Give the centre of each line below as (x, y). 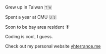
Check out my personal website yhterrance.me (53, 46)
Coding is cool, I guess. (29, 36)
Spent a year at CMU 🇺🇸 (31, 17)
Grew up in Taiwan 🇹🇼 (28, 7)
